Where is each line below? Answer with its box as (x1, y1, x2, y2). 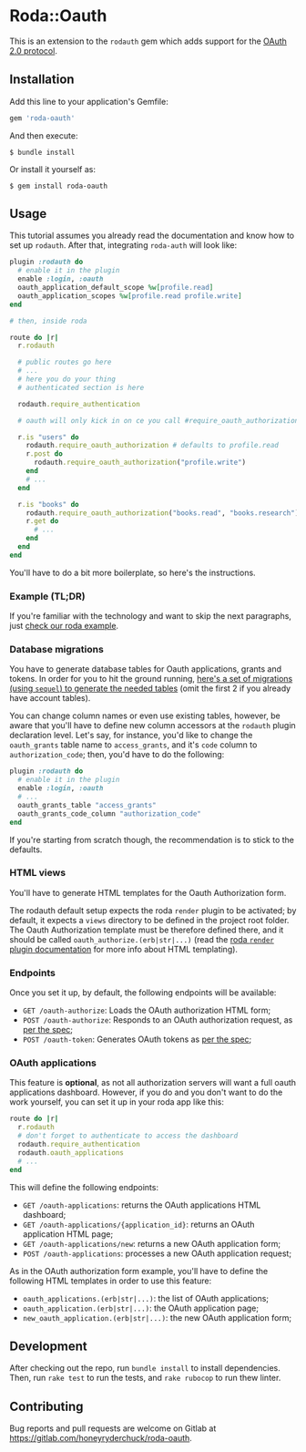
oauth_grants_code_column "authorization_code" (17, 808, 202, 819)
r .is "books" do (17, 499, 79, 509)
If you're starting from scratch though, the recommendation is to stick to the (9, 834, 294, 845)
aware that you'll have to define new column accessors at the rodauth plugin (9, 720, 296, 731)
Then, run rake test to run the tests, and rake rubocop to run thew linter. (9, 1373, 281, 1384)
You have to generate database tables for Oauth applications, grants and (9, 664, 282, 675)
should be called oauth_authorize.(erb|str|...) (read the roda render (9, 933, 275, 944)
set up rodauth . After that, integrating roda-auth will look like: (9, 240, 238, 251)
